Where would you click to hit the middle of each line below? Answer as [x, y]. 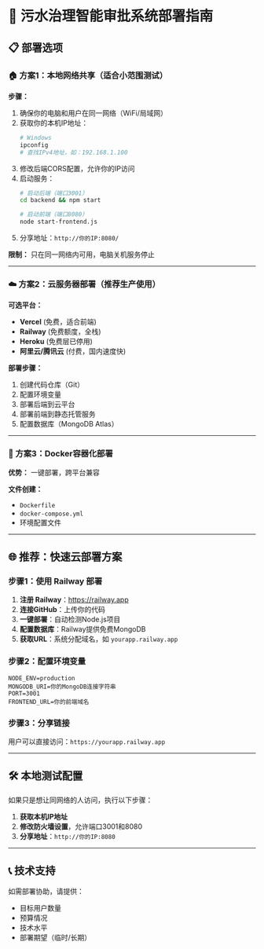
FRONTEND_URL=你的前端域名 [49, 702]
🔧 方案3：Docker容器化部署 [61, 454]
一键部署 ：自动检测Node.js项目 [70, 619]
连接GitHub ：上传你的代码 [62, 610]
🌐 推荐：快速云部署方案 [65, 557]
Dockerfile [37, 505]
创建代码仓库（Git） [52, 385]
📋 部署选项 [36, 48]
